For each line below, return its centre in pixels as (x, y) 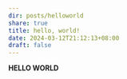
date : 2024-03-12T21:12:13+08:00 (64, 38)
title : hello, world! (44, 30)
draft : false (30, 45)
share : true (28, 23)
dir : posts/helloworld (46, 16)
